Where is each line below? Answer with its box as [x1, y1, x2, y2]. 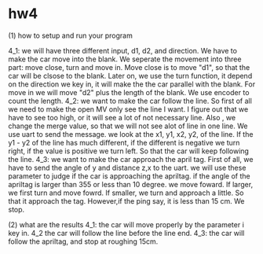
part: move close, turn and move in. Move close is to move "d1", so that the [8, 62, 250, 72]
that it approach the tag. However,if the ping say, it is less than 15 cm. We [8, 196, 245, 205]
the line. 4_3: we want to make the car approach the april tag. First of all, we [8, 154, 254, 164]
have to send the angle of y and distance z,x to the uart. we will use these [8, 163, 247, 172]
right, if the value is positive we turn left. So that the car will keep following [8, 146, 250, 156]
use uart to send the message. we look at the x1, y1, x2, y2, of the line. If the [8, 129, 254, 138]
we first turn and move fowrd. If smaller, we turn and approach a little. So [8, 188, 244, 197]
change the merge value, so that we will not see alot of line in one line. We [8, 121, 248, 131]
